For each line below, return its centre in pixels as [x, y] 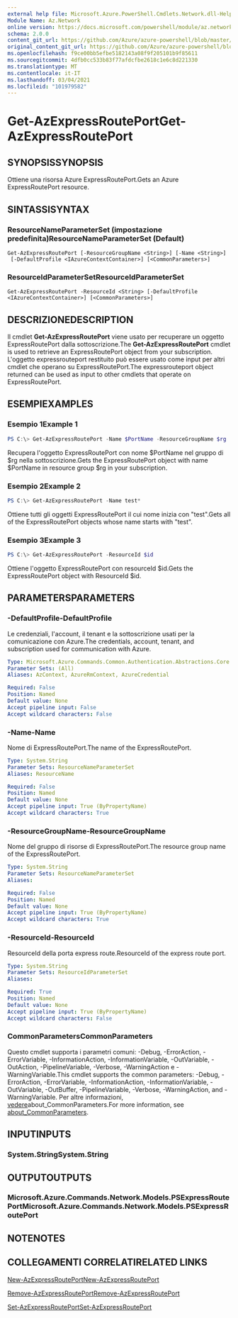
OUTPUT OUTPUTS [50, 1177]
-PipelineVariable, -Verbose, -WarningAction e [107, 1066]
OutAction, [23, 1066]
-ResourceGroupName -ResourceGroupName [87, 831]
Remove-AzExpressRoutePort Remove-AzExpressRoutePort [93, 1293]
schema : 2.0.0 [28, 34]
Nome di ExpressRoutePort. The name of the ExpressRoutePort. [100, 748]
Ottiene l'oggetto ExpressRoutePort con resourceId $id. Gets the [100, 568]
